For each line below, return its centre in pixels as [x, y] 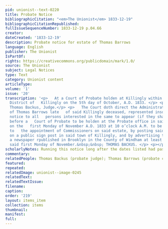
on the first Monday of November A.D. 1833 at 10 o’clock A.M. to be [86, 126]
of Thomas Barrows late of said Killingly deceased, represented [81, 112]
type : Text [16, 75]
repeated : [15, 168]
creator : [14, 33]
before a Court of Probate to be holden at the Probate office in [82, 121]
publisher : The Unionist [31, 51]
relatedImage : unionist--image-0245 [43, 172]
